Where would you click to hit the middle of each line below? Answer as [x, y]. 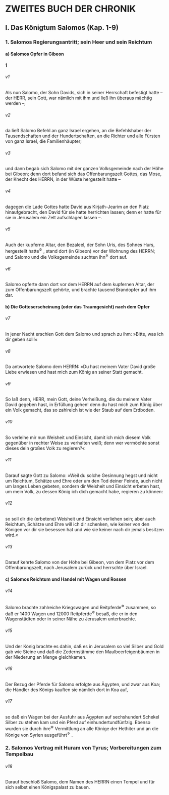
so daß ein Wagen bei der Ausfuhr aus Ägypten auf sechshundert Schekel [82, 717]
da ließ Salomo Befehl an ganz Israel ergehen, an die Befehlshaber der [78, 131]
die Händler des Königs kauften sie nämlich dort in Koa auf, [67, 690]
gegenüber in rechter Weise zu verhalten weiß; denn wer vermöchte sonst [82, 443]
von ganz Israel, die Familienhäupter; [44, 141]
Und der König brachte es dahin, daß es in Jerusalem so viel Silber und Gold [84, 646]
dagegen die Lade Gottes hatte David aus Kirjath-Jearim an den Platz [77, 207]
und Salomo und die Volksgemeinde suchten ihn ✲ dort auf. [66, 257]
